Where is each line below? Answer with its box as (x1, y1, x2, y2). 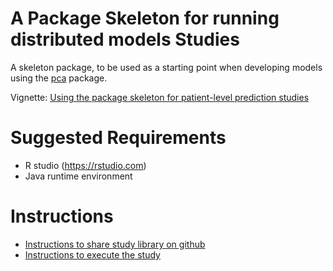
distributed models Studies (10, 28, 240, 51)
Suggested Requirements (10, 127, 227, 149)
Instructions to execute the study (24, 248, 161, 261)
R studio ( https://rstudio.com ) (24, 159, 147, 171)
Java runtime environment (24, 170, 133, 182)
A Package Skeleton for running (10, 7, 280, 30)
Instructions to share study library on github (24, 238, 206, 250)
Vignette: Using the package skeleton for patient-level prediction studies (10, 91, 310, 103)
